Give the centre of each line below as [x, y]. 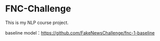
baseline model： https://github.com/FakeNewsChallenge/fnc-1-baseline [80, 32]
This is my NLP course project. [37, 22]
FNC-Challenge [38, 9]
